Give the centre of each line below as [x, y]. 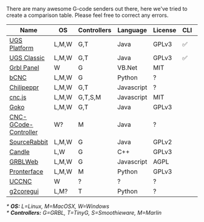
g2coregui [24, 191]
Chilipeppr [24, 87]
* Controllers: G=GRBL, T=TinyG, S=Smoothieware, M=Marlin [84, 213]
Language [132, 30]
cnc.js [18, 97]
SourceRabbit [29, 142]
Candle [20, 152]
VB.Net [127, 68]
